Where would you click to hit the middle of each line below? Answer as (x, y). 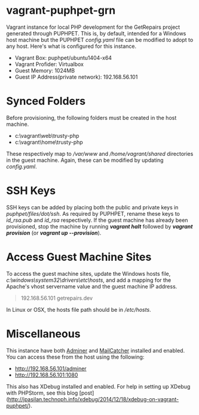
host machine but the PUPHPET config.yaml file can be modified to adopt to (100, 40)
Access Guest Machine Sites (79, 257)
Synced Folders (46, 101)
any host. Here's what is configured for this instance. (71, 46)
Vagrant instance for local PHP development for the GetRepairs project (93, 27)
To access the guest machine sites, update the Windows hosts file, (88, 273)
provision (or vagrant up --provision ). (54, 233)
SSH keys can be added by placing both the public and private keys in (92, 207)
